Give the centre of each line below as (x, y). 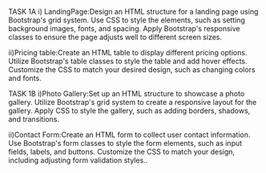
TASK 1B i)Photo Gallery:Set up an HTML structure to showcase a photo (127, 94)
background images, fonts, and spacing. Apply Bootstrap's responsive (124, 28)
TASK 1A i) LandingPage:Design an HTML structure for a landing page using (133, 12)
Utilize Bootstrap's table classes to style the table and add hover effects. (128, 61)
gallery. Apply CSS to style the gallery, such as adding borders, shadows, (129, 111)
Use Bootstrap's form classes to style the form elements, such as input (125, 143)
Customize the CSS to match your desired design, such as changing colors (132, 70)
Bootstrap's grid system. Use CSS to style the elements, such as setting (127, 20)
